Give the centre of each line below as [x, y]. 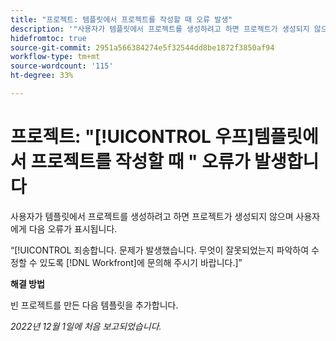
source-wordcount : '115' [62, 66]
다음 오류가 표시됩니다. [73, 228]
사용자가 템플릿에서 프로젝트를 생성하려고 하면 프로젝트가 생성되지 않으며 [152, 216]
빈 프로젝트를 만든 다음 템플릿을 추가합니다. [94, 305]
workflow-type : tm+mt [55, 57]
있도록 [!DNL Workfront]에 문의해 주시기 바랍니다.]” [141, 262]
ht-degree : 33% [42, 76]
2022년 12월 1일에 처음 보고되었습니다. [86, 326]
